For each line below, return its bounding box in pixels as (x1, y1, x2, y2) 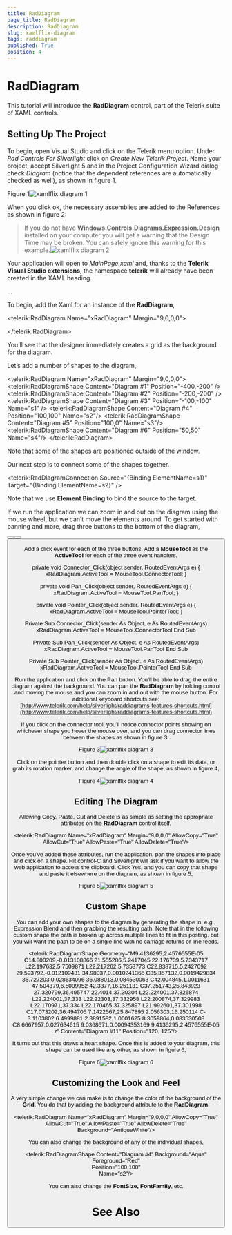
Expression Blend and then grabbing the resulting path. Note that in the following (13, 924, 219, 932)
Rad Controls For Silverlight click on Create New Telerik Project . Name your (7, 154, 222, 162)
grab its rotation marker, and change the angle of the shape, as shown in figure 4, (12, 765, 220, 772)
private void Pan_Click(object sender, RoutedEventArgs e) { (40, 583, 192, 590)
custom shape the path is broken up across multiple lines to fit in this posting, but (13, 931, 219, 939)
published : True (7, 42, 54, 49)
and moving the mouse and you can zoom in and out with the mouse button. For (14, 689, 218, 697)
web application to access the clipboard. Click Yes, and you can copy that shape (14, 864, 218, 871)
